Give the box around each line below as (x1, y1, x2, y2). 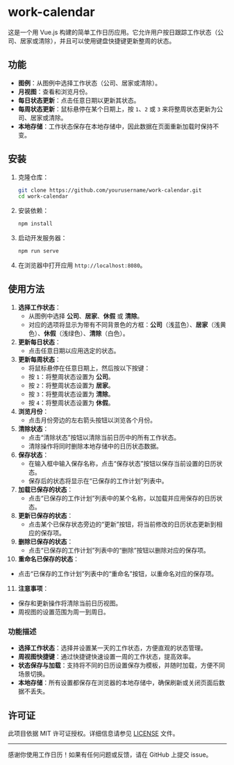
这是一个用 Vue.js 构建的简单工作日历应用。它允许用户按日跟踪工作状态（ (8, 28, 218, 36)
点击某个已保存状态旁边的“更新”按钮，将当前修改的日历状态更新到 (28, 520, 217, 528)
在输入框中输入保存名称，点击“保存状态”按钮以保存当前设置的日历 (28, 459, 217, 467)
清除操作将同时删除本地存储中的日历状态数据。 (28, 442, 162, 450)
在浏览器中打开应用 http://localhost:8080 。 (17, 261, 147, 269)
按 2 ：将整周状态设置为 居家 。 (28, 381, 115, 389)
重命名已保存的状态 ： (17, 555, 79, 563)
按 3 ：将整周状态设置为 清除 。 (28, 389, 115, 398)
